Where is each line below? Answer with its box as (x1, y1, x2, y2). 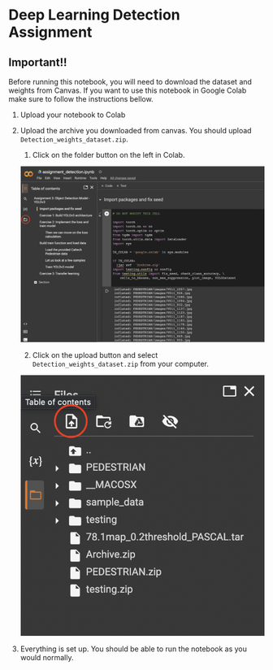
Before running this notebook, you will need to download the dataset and (8, 77, 252, 86)
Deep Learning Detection (8, 6, 180, 24)
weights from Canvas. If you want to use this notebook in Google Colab (8, 85, 247, 95)
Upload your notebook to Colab (19, 110, 126, 120)
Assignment (8, 23, 93, 41)
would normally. (19, 652, 74, 662)
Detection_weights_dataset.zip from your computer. (32, 359, 209, 368)
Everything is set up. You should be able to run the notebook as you (19, 644, 248, 654)
